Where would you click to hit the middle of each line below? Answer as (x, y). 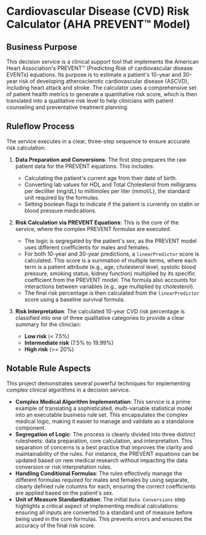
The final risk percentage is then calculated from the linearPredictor (112, 293)
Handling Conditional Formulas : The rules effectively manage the (99, 473)
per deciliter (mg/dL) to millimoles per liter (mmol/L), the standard (107, 191)
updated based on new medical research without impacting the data (101, 460)
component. (30, 428)
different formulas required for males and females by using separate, (102, 480)
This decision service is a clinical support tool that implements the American (103, 62)
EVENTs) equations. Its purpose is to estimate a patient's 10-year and (94, 74)
